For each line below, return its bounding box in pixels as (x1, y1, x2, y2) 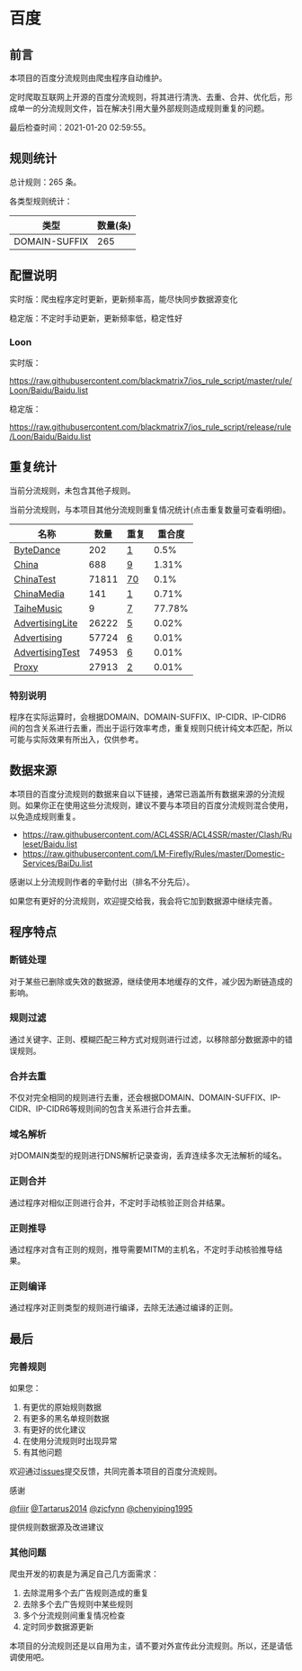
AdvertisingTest (13, 646, 81, 658)
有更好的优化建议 (22, 1424, 86, 1435)
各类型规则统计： (9, 195, 73, 206)
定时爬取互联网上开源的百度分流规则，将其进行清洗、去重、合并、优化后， (9, 92, 285, 102)
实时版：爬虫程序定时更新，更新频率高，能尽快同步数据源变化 (9, 294, 238, 304)
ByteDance (13, 543, 61, 556)
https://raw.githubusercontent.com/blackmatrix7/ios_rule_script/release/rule (9, 421, 292, 432)
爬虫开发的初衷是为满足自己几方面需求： (9, 1568, 159, 1579)
